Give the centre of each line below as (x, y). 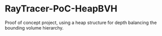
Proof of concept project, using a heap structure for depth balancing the (81, 22)
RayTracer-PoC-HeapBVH (61, 9)
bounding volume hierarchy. (34, 27)
